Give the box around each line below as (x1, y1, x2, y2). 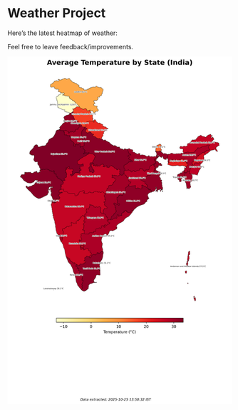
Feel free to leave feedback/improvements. (7, 42, 134, 51)
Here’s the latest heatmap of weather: (7, 29, 118, 37)
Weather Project (7, 5, 106, 21)
